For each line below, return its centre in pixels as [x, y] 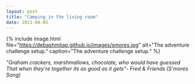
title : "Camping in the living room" [52, 17]
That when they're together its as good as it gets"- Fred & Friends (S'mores [97, 69]
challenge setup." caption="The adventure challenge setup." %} [83, 51]
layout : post [22, 11]
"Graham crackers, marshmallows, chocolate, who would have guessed [93, 62]
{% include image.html [33, 39]
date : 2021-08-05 [27, 22]
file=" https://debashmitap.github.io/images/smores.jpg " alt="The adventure [97, 45]
